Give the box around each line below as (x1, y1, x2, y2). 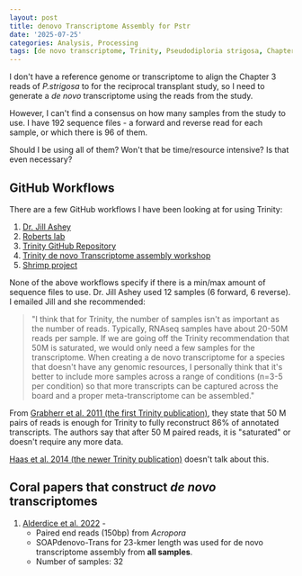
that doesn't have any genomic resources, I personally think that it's (31, 361, 283, 372)
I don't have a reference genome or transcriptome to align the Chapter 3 (9, 71, 277, 82)
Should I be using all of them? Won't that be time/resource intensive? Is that (9, 145, 289, 156)
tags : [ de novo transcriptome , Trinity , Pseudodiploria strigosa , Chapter (9, 47, 296, 56)
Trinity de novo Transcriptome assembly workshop (22, 249, 211, 261)
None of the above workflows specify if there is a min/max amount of (9, 276, 266, 288)
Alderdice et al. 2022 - (22, 517, 106, 528)
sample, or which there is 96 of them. (9, 127, 148, 138)
